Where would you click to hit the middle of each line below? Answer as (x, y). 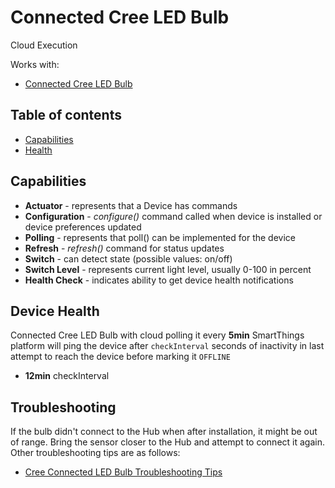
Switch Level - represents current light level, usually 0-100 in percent (168, 269)
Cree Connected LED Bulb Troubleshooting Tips (123, 472)
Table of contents (66, 115)
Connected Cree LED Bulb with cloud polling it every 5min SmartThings (157, 335)
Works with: (35, 64)
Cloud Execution (44, 45)
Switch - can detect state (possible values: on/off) (128, 258)
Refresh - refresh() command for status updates (124, 248)
